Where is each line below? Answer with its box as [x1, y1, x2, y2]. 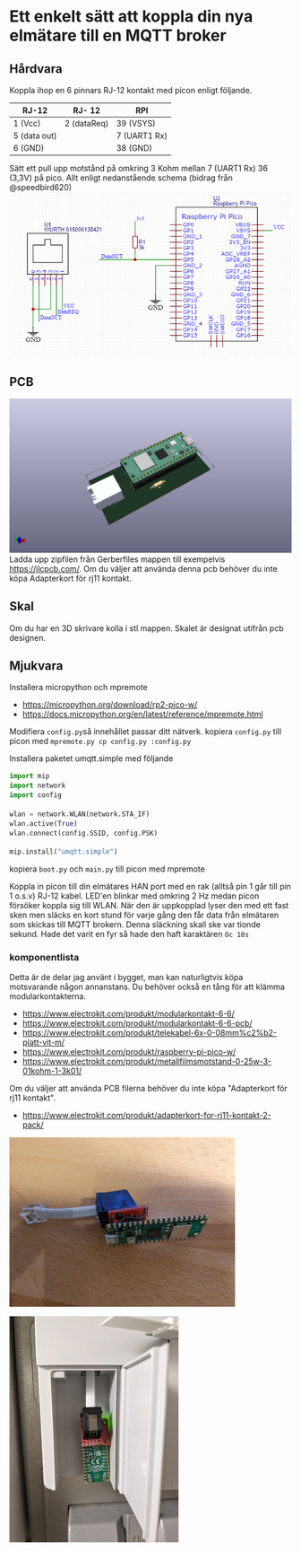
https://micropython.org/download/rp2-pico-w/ [21, 699, 198, 710]
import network [9, 781, 66, 791]
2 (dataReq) [64, 118, 109, 128]
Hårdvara [9, 61, 63, 76]
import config [9, 791, 63, 800]
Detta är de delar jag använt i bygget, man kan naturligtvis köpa [9, 971, 244, 982]
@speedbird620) [9, 181, 73, 192]
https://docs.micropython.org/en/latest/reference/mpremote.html [21, 709, 263, 720]
